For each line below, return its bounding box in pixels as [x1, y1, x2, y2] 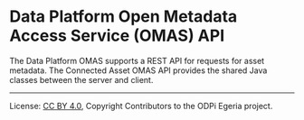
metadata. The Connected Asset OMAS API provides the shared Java [9, 65, 268, 76]
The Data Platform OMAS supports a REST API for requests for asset [9, 55, 265, 66]
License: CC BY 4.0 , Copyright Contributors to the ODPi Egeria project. [9, 100, 273, 111]
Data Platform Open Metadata [9, 6, 238, 27]
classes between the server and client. [9, 74, 154, 85]
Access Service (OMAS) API [9, 25, 225, 46]
